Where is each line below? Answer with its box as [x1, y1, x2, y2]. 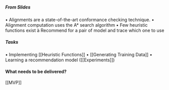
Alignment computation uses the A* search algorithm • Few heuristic [5, 22, 148, 28]
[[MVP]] [5, 79, 22, 85]
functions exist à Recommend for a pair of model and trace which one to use [5, 27, 164, 33]
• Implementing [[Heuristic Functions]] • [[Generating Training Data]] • [5, 51, 152, 57]
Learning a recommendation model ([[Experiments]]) [5, 57, 115, 63]
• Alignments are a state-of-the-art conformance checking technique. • [5, 17, 154, 23]
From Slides [5, 4, 31, 10]
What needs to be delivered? [5, 68, 67, 74]
